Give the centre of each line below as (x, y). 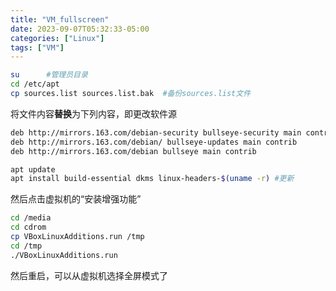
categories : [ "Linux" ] (57, 38)
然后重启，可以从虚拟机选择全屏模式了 (89, 275)
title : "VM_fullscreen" (60, 19)
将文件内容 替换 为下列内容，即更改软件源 (93, 113)
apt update (33, 169)
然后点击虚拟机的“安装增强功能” (76, 199)
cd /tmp (26, 246)
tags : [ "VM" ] (37, 47)
